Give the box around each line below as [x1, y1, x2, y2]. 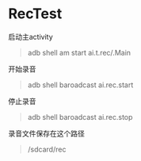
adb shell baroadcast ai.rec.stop [27, 112, 133, 121]
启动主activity [8, 32, 53, 41]
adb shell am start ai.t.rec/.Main [27, 48, 131, 57]
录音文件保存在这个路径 [8, 128, 85, 138]
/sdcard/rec [27, 144, 67, 154]
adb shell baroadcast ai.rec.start [27, 80, 134, 90]
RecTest [8, 5, 63, 23]
